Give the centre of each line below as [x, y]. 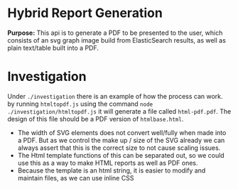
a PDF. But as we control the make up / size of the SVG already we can [121, 140]
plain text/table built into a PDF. [53, 48]
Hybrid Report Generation [85, 13]
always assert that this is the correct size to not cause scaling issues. [119, 148]
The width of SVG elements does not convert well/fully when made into [122, 132]
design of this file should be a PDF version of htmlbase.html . [96, 119]
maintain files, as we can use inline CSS [76, 178]
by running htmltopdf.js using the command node [80, 104]
